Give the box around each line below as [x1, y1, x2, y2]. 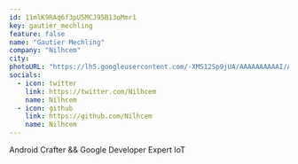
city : [9, 54, 29, 63]
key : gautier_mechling [9, 21, 93, 30]
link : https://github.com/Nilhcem [25, 112, 153, 121]
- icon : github [17, 104, 74, 113]
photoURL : [9, 63, 46, 72]
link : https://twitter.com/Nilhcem [25, 87, 157, 96]
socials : [9, 71, 42, 80]
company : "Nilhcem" [9, 46, 82, 55]
